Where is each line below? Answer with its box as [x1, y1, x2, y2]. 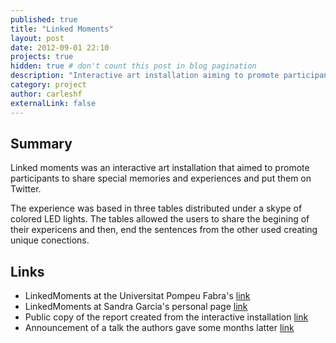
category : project [10, 80, 87, 90]
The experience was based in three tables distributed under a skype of [10, 202, 303, 215]
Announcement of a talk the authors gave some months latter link [24, 322, 295, 334]
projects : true [10, 52, 74, 62]
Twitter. [10, 183, 42, 195]
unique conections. [10, 234, 90, 246]
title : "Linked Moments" [10, 24, 114, 34]
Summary [10, 135, 73, 152]
